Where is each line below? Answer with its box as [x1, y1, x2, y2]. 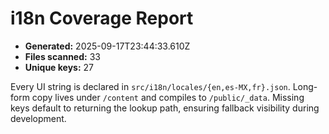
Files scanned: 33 [24, 50, 101, 62]
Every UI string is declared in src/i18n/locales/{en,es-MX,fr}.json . [10, 80, 291, 92]
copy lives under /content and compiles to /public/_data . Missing [31, 91, 305, 103]
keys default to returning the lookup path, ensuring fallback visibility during [10, 102, 320, 114]
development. [10, 112, 67, 124]
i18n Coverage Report [10, 7, 194, 30]
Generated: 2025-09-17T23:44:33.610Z [24, 40, 191, 52]
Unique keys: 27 [24, 61, 94, 73]
